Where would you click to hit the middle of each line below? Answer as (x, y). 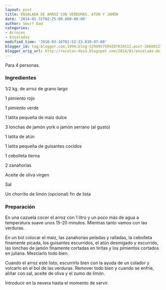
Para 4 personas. (23, 65)
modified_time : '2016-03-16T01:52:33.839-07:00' (56, 42)
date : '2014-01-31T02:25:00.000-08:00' (46, 19)
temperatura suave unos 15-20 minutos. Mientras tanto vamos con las (76, 223)
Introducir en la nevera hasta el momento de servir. (57, 283)
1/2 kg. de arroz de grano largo (37, 88)
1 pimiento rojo (20, 98)
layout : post (19, 10)
